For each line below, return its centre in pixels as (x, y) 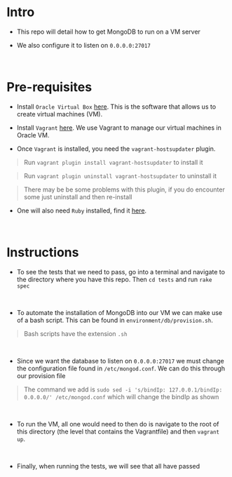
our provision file (41, 375)
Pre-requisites (49, 87)
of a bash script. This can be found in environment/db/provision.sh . (115, 320)
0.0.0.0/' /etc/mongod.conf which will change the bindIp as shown (121, 396)
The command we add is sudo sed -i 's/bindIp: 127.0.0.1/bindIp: (123, 389)
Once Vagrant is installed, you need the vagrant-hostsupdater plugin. (116, 149)
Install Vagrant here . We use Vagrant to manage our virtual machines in (119, 128)
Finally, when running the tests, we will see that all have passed (108, 466)
